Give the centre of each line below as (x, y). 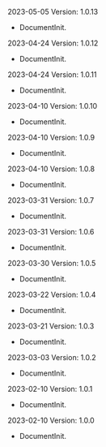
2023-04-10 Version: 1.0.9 (51, 138)
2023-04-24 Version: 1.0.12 (53, 43)
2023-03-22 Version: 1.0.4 (52, 294)
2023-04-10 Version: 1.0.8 (51, 169)
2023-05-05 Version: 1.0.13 (53, 12)
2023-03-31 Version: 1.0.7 (51, 200)
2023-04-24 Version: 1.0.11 (52, 75)
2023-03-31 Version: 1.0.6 (51, 232)
